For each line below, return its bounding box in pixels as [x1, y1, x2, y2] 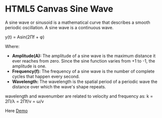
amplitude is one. [12, 63, 47, 69]
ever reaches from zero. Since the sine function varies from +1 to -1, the [12, 58, 156, 64]
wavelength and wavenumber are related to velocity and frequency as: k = [5, 93, 153, 99]
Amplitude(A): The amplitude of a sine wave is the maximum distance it [12, 52, 156, 59]
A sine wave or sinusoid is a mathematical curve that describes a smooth [5, 19, 151, 25]
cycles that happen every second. [12, 73, 80, 79]
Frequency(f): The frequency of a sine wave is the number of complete [12, 68, 155, 74]
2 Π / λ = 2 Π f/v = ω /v [5, 98, 44, 104]
